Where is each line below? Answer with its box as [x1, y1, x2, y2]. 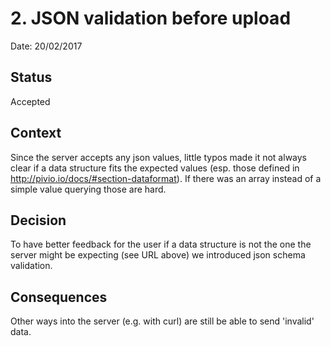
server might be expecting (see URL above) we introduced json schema [10, 249, 306, 261]
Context [10, 125, 62, 142]
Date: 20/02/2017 [10, 40, 83, 52]
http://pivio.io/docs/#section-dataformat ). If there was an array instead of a [10, 172, 322, 184]
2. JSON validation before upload [10, 7, 292, 30]
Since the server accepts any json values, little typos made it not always [10, 151, 307, 163]
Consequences [10, 288, 108, 306]
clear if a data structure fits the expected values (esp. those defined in [10, 162, 300, 174]
